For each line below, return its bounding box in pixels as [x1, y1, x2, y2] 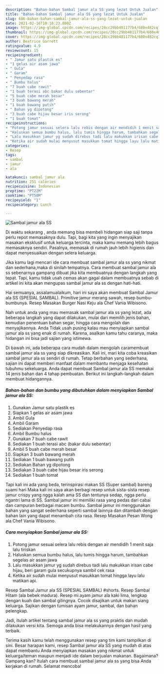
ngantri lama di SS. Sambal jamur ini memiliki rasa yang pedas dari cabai [5, 497, 151, 503]
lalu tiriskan [12, 547, 36, 552]
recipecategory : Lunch [5, 202, 52, 207]
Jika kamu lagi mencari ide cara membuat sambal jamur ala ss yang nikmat [5, 259, 156, 265]
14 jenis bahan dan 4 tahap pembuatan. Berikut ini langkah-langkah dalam [5, 371, 154, 377]
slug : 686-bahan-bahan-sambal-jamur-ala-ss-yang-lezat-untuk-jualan [5, 16, 147, 21]
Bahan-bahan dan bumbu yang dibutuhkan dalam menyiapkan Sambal [5, 387, 153, 393]
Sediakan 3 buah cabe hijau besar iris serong [12, 467, 104, 473]
